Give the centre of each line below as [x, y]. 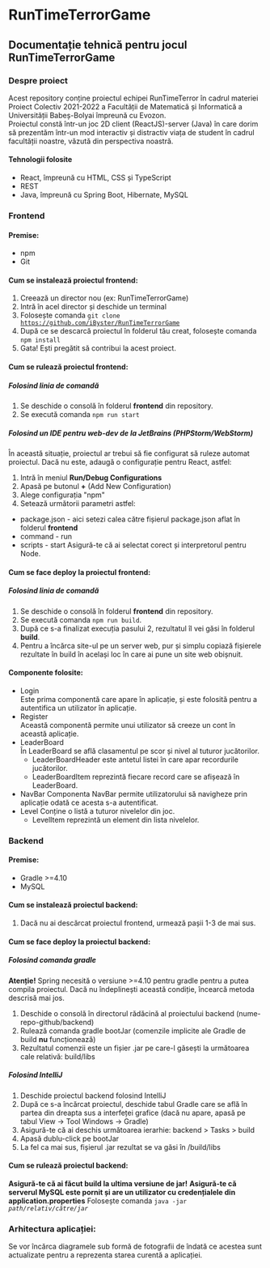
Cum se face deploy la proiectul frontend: [80, 572]
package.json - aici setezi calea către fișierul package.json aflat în [130, 519]
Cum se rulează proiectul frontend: [68, 367]
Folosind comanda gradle [53, 960]
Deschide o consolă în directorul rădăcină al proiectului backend [127, 1013]
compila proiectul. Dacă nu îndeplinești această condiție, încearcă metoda [131, 989]
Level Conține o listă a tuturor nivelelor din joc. [97, 811]
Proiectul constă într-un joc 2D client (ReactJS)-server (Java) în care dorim [133, 124]
